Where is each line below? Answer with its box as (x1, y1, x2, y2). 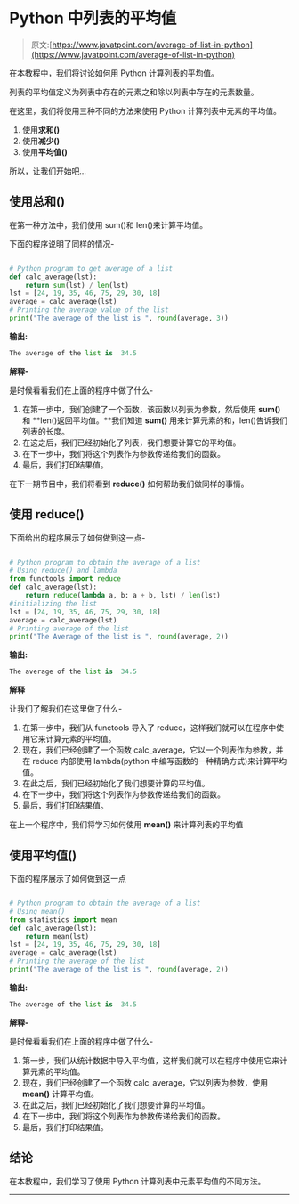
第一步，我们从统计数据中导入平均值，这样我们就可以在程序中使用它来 (21, 1054, 280, 1065)
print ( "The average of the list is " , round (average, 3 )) (9, 313, 229, 322)
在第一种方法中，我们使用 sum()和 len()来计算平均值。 (9, 219, 208, 230)
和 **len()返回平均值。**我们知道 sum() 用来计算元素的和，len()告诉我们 (21, 415, 287, 426)
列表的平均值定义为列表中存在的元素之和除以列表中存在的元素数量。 (9, 86, 259, 97)
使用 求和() (21, 124, 61, 134)
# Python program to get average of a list (9, 264, 174, 273)
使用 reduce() (9, 507, 85, 522)
